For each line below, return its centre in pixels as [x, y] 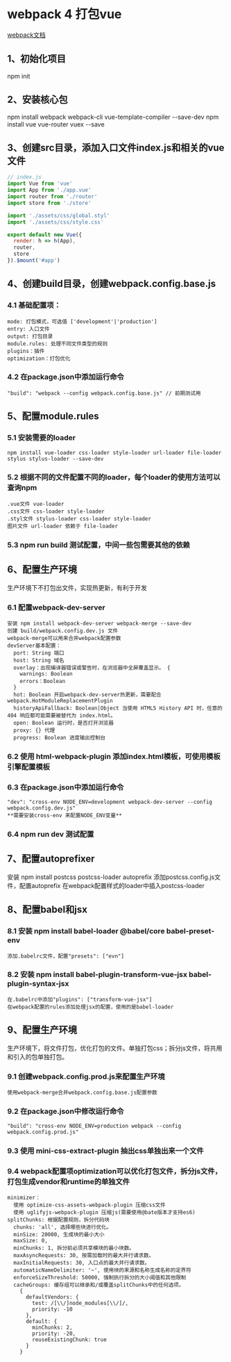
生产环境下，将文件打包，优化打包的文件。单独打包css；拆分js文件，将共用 [115, 1048]
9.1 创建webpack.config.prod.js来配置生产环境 [86, 1076]
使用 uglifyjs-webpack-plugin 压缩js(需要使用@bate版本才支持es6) [104, 1213]
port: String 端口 [39, 653]
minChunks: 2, [52, 1328]
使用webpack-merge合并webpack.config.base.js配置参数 [82, 1092]
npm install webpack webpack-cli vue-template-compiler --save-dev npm [113, 117]
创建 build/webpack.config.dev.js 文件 [63, 631]
